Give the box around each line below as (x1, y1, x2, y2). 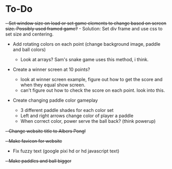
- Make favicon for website (5, 138, 63, 144)
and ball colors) (12, 46, 46, 52)
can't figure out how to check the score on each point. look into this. (20, 87, 165, 93)
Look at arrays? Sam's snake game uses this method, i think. (20, 56, 149, 62)
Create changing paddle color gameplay (12, 97, 98, 103)
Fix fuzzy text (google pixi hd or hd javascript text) (12, 147, 120, 154)
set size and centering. (5, 31, 54, 37)
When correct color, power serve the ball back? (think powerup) (20, 118, 156, 124)
